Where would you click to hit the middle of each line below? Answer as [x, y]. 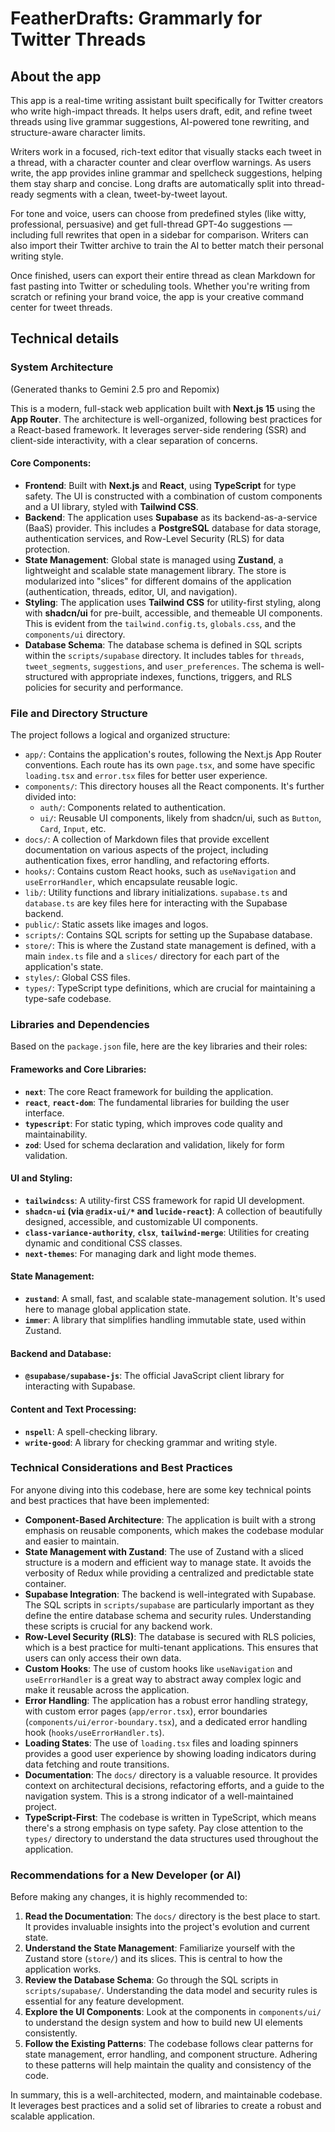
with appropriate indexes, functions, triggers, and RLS [181, 676]
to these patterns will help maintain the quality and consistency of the [168, 2065]
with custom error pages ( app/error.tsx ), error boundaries [146, 1711]
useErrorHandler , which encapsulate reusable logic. [131, 882]
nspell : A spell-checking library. [91, 1431]
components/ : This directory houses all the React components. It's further [174, 786]
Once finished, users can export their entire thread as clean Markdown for [163, 275]
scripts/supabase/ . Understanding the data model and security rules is [171, 1991]
